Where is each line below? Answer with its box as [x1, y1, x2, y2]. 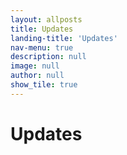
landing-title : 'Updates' [10, 33, 118, 43]
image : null [10, 61, 60, 71]
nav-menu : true [10, 42, 74, 53]
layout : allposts [10, 14, 83, 25]
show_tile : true [10, 80, 78, 90]
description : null [10, 52, 87, 62]
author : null [10, 71, 65, 81]
